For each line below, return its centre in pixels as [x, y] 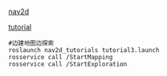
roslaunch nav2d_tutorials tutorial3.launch [84, 50]
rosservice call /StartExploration [68, 64]
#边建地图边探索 [31, 43]
